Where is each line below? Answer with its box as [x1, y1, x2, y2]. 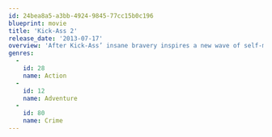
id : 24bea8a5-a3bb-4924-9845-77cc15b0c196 [8, 11, 154, 20]
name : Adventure [23, 94, 79, 102]
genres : [8, 49, 35, 57]
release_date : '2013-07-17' [8, 34, 104, 43]
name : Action [23, 72, 67, 80]
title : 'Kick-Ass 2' [8, 27, 79, 35]
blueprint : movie [8, 19, 67, 27]
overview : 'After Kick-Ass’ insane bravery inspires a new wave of [8, 42, 241, 50]
